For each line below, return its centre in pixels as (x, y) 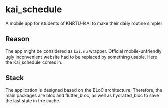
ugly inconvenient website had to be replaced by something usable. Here (81, 57)
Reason (17, 39)
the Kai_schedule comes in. (34, 62)
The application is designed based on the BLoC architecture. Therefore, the (84, 90)
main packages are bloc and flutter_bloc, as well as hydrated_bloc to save (82, 95)
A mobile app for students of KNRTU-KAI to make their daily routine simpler (84, 23)
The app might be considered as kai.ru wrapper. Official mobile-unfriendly (83, 51)
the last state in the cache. (33, 101)
